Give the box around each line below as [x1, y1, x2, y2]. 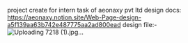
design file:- [122, 21, 157, 28]
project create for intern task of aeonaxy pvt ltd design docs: [7, 6, 182, 14]
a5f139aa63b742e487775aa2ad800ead [7, 21, 121, 28]
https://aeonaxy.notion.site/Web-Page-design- [7, 13, 141, 21]
